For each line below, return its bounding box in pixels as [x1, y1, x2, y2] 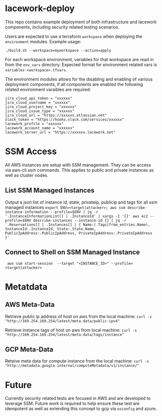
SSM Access [5, 146, 57, 157]
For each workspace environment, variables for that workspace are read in [5, 56, 154, 62]
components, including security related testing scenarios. [5, 24, 120, 30]
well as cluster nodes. [5, 172, 48, 178]
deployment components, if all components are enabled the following [5, 81, 143, 87]
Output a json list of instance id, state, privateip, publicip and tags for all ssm [5, 199, 158, 205]
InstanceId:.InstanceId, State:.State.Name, [5, 226, 96, 231]
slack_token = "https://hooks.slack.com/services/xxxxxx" [5, 117, 124, 122]
